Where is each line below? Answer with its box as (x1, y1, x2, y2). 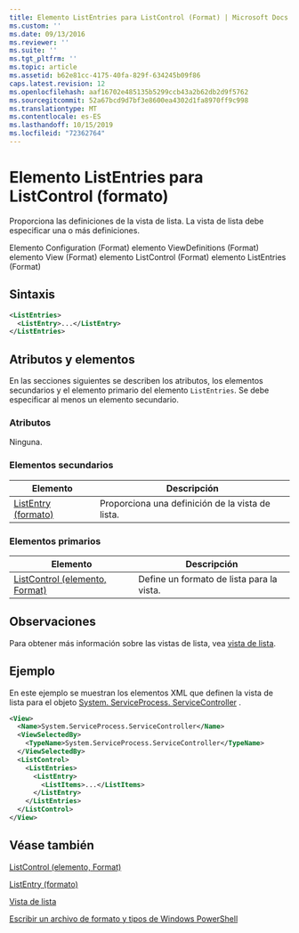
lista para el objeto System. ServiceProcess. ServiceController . (9, 696, 242, 708)
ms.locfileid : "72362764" (9, 129, 105, 138)
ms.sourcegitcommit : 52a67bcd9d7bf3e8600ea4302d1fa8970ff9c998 (9, 95, 249, 105)
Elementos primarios (9, 535, 101, 548)
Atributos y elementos (9, 352, 135, 367)
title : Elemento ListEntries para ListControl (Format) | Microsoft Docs (9, 12, 289, 22)
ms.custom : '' (9, 21, 62, 30)
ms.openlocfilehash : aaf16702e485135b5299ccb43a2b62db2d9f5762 (9, 87, 249, 96)
